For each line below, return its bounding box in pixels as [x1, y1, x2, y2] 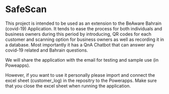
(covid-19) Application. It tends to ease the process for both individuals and [5, 25, 162, 31]
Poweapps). [5, 62, 30, 68]
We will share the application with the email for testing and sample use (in [5, 57, 159, 63]
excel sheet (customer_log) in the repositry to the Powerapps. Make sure [5, 77, 157, 83]
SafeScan [5, 4, 47, 15]
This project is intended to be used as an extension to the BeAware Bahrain [5, 20, 162, 26]
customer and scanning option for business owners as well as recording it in [5, 36, 164, 42]
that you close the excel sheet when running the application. [5, 82, 131, 89]
